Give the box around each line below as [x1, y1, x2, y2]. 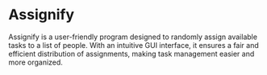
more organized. [8, 57, 63, 67]
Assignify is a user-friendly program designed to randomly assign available [8, 32, 258, 41]
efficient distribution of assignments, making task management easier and [8, 49, 255, 58]
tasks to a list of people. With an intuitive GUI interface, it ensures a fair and [8, 40, 260, 49]
